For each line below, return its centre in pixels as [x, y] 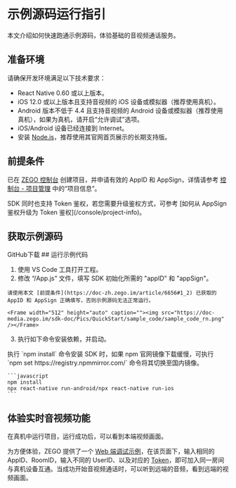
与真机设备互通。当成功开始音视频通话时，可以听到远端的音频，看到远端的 [115, 469]
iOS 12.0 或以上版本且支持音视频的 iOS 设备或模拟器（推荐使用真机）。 [118, 101]
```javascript [28, 376]
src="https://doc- [188, 313]
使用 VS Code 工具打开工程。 [60, 270]
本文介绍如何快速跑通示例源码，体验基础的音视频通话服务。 [93, 35]
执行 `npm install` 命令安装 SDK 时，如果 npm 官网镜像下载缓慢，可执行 [111, 354]
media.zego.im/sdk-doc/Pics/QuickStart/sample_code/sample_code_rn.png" [116, 319]
